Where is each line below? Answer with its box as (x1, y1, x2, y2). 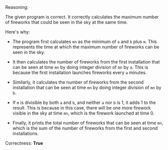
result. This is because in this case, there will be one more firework (12, 105, 151, 110)
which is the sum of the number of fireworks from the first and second (12, 125, 158, 131)
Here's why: (5, 29, 30, 34)
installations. (12, 130, 39, 136)
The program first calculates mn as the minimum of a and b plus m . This (12, 38, 157, 44)
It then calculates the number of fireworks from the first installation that (12, 59, 160, 64)
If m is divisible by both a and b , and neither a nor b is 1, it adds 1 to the (12, 99, 156, 105)
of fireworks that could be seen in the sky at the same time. (5, 19, 128, 25)
